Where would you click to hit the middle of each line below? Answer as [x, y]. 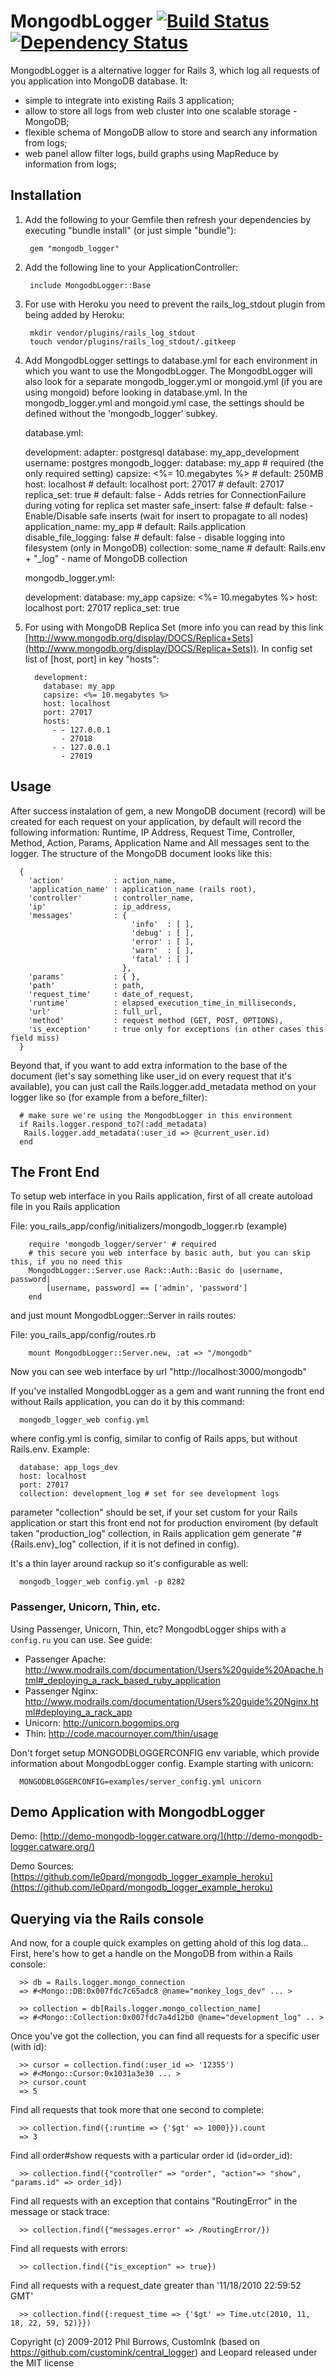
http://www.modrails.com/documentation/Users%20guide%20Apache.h [174, 1669]
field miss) [35, 1038]
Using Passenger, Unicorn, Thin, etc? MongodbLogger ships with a [148, 1629]
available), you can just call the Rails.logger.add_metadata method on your [163, 1086]
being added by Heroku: [74, 314]
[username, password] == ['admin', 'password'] [147, 1288]
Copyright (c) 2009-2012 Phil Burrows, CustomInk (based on [135, 2342]
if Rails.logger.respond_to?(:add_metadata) [113, 1124]
